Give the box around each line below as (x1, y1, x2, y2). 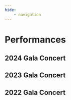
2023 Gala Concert (5, 71, 66, 80)
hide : (5, 7, 16, 13)
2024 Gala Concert (5, 54, 66, 63)
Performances (5, 34, 66, 45)
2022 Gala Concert (5, 88, 66, 96)
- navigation (14, 12, 41, 17)
